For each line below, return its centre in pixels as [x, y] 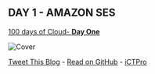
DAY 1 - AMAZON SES [62, 13]
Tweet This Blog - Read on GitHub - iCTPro [77, 62]
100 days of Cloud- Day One [54, 31]
